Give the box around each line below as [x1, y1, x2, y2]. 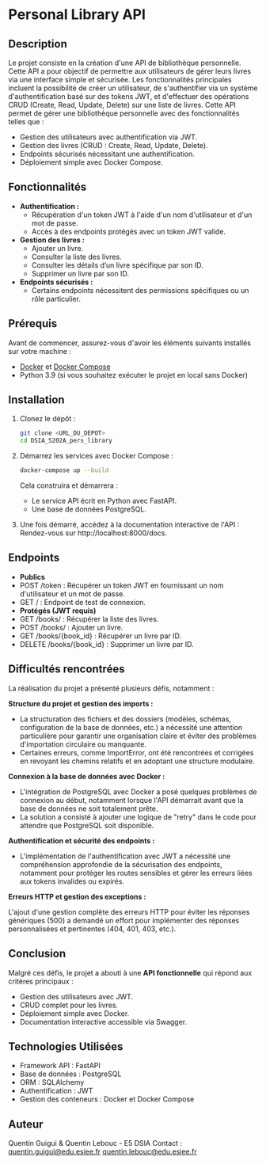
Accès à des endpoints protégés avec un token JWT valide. [31, 226, 226, 236]
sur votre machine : [8, 346, 71, 356]
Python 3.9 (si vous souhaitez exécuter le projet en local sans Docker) [19, 370, 248, 379]
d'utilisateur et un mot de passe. [19, 588, 125, 599]
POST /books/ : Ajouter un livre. [19, 622, 123, 632]
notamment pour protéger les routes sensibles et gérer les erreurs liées [19, 868, 253, 877]
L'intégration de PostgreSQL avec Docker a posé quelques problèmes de [19, 786, 257, 797]
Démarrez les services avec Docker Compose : [19, 451, 173, 461]
